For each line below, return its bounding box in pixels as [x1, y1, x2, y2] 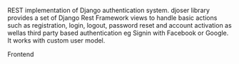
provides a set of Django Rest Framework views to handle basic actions [7, 14, 218, 22]
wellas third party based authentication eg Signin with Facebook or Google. [7, 28, 229, 37]
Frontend [7, 50, 34, 58]
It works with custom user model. [7, 36, 106, 45]
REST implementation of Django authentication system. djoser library [7, 6, 210, 14]
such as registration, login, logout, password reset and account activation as [7, 21, 232, 29]
